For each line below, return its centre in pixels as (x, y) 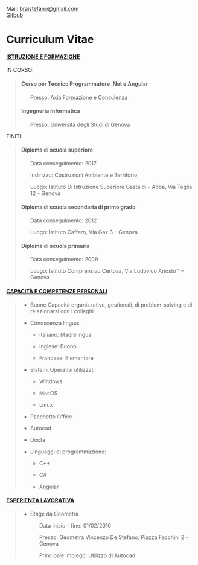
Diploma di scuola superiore (57, 150)
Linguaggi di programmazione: (68, 452)
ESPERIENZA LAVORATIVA (40, 500)
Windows (51, 381)
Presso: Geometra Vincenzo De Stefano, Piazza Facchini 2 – (114, 537)
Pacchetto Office (51, 417)
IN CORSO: (20, 70)
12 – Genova (45, 193)
